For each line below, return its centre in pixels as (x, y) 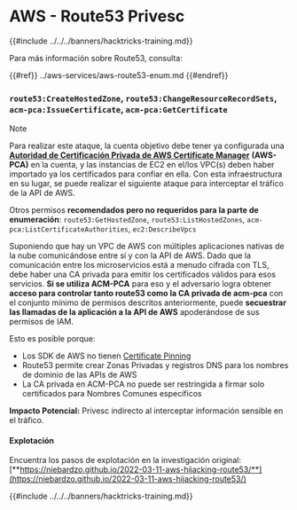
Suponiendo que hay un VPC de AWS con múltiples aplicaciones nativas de (147, 247)
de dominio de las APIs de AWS (79, 375)
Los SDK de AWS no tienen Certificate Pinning (106, 356)
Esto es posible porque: (52, 339)
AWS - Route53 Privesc (97, 16)
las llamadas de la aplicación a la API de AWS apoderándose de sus (134, 312)
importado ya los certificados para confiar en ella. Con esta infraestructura (146, 174)
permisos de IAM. (41, 322)
